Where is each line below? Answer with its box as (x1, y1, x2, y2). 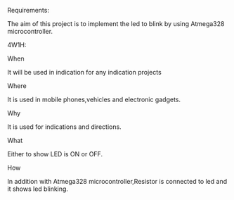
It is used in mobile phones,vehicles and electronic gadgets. (7, 95, 181, 104)
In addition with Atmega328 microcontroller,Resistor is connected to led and (7, 177, 227, 185)
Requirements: (7, 6, 49, 14)
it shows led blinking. (7, 185, 69, 193)
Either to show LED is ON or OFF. (7, 150, 103, 158)
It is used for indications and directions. (7, 123, 122, 131)
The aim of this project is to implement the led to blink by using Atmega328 (7, 20, 225, 27)
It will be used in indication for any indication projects (7, 68, 162, 76)
